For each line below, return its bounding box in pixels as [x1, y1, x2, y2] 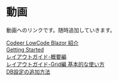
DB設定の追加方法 [6, 68, 51, 75]
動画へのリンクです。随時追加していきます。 [6, 26, 116, 34]
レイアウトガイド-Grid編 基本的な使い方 [6, 61, 105, 68]
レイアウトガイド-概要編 [6, 53, 67, 60]
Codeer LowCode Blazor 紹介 [6, 39, 79, 46]
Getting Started [6, 46, 44, 53]
